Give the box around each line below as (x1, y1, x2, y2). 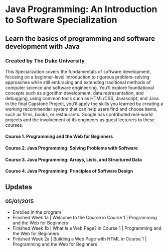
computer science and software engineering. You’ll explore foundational (5, 85, 154, 91)
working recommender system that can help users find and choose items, (5, 106, 158, 112)
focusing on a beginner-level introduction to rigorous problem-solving (5, 74, 149, 80)
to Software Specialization (5, 14, 118, 26)
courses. (5, 122, 24, 128)
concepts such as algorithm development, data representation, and (5, 90, 144, 96)
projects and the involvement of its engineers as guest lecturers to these (5, 117, 155, 123)
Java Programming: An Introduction (5, 4, 157, 15)
